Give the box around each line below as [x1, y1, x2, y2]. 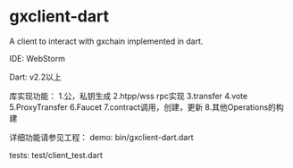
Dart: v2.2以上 [9, 71, 62, 82]
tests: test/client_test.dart [9, 149, 103, 160]
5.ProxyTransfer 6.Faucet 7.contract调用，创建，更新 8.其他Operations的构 [9, 101, 284, 113]
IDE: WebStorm [9, 53, 65, 63]
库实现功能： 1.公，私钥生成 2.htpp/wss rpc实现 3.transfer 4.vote [9, 90, 248, 101]
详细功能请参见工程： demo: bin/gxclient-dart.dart [9, 131, 194, 142]
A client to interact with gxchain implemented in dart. [9, 36, 204, 46]
